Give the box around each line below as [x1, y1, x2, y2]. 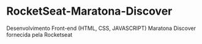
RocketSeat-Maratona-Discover [6, 4, 173, 18]
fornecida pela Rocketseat [6, 31, 73, 38]
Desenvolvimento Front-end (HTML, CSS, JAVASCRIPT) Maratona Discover [6, 24, 196, 32]
